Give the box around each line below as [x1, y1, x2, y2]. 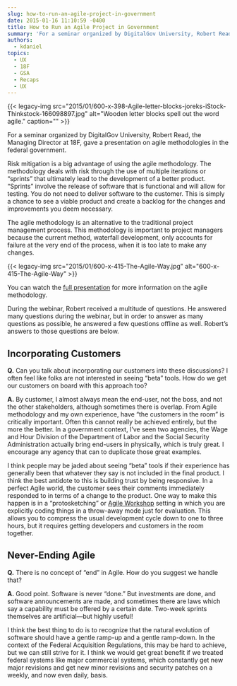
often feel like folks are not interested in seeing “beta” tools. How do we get [7, 374, 227, 383]
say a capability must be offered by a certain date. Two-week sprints [7, 604, 207, 612]
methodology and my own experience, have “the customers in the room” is [7, 410, 225, 419]
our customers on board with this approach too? [7, 381, 147, 390]
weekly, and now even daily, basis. [7, 670, 108, 679]
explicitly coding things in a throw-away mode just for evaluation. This [7, 506, 211, 515]
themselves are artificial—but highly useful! [7, 612, 133, 620]
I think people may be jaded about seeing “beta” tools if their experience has [7, 461, 230, 470]
